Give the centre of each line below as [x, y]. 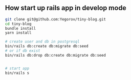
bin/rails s [17, 73]
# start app [17, 68]
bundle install [21, 28]
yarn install [18, 33]
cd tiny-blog [18, 24]
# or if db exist [23, 51]
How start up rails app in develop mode [66, 8]
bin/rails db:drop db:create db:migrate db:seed [55, 55]
